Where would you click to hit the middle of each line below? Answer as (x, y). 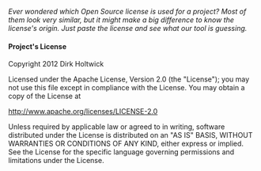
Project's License (38, 46)
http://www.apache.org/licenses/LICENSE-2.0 (83, 112)
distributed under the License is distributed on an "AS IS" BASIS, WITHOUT (130, 135)
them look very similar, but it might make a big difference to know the (121, 20)
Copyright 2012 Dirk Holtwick (56, 64)
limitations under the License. (56, 161)
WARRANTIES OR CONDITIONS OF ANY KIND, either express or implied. (126, 144)
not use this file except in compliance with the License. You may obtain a (127, 88)
